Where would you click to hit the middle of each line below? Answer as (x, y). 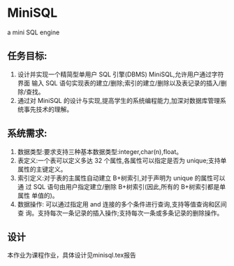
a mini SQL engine (34, 32)
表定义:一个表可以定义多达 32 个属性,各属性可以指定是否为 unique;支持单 (122, 160)
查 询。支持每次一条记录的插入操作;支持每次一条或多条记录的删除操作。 (120, 213)
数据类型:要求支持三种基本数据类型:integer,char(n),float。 (100, 151)
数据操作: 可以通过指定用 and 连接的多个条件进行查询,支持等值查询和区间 (122, 204)
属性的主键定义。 (42, 169)
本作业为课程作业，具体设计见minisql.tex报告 (72, 255)
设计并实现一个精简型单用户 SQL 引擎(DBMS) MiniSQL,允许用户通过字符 (120, 74)
